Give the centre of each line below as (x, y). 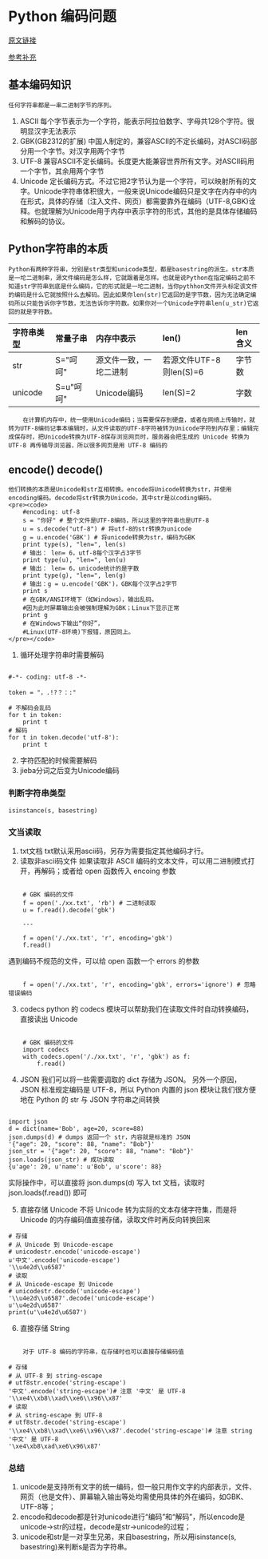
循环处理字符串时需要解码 (62, 655)
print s (35, 591)
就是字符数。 (38, 312)
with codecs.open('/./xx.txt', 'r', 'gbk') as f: (107, 1056)
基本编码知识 (40, 85)
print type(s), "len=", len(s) (75, 545)
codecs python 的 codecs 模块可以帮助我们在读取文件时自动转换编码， (136, 1008)
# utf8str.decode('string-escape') (67, 1422)
